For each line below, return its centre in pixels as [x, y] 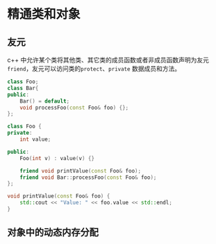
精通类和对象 [44, 14]
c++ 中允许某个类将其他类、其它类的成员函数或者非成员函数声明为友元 [108, 60]
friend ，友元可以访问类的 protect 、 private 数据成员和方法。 [94, 69]
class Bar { [23, 88]
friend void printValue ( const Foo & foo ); [80, 171]
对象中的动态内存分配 [53, 233]
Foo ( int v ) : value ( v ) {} [57, 158]
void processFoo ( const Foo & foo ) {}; [74, 107]
